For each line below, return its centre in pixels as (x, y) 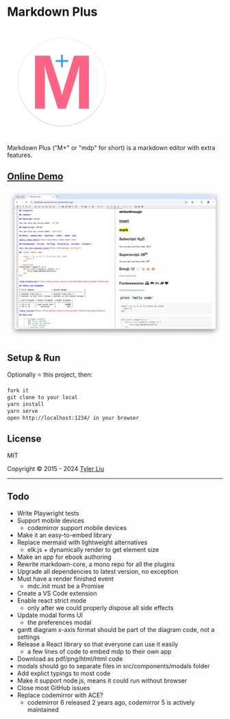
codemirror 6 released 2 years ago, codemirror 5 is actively (111, 702)
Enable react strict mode (52, 601)
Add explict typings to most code (64, 673)
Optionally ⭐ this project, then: (50, 375)
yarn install (26, 405)
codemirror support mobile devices (77, 527)
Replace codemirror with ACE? (60, 695)
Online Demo (35, 176)
